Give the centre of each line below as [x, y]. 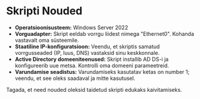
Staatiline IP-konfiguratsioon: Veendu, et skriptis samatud [87, 47]
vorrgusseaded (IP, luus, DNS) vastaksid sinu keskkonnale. [87, 52]
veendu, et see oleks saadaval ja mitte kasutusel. [75, 78]
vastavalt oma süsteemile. [47, 40]
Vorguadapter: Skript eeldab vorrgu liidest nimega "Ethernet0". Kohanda [104, 33]
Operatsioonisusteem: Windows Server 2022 [71, 27]
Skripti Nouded [44, 11]
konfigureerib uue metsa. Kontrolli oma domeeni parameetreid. [92, 65]
